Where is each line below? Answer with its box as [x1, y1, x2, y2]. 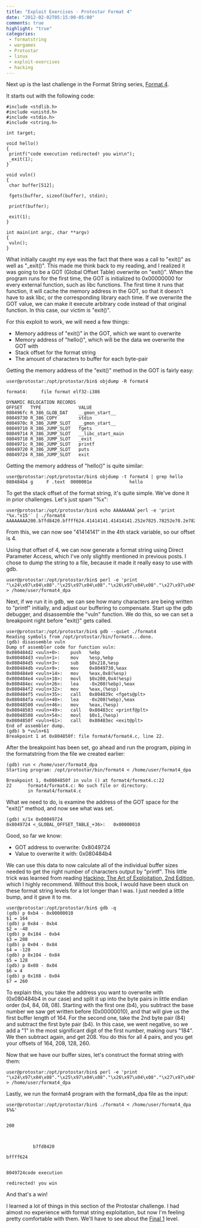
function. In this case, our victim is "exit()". [6, 306, 111, 314]
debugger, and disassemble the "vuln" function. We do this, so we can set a [6, 611, 193, 618]
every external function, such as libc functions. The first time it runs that [6, 281, 184, 288]
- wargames [8, 42, 36, 48]
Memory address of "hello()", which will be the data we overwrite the [14, 336, 185, 344]
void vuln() [6, 172, 36, 178]
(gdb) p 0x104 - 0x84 [6, 952, 60, 958]
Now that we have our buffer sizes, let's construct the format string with [6, 1051, 184, 1059]
